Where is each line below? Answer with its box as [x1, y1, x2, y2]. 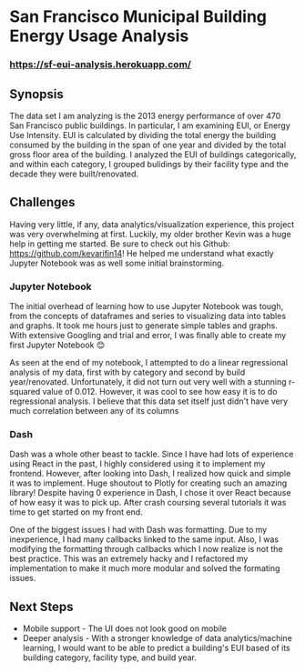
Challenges [9, 195, 76, 210]
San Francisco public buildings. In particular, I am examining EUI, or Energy [9, 120, 290, 131]
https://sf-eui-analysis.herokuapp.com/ [9, 58, 191, 71]
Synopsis [9, 86, 64, 102]
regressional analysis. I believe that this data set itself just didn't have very [9, 396, 289, 406]
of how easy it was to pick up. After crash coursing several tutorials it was [9, 497, 287, 508]
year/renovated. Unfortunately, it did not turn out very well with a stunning [9, 376, 287, 387]
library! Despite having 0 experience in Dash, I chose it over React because [9, 487, 291, 498]
